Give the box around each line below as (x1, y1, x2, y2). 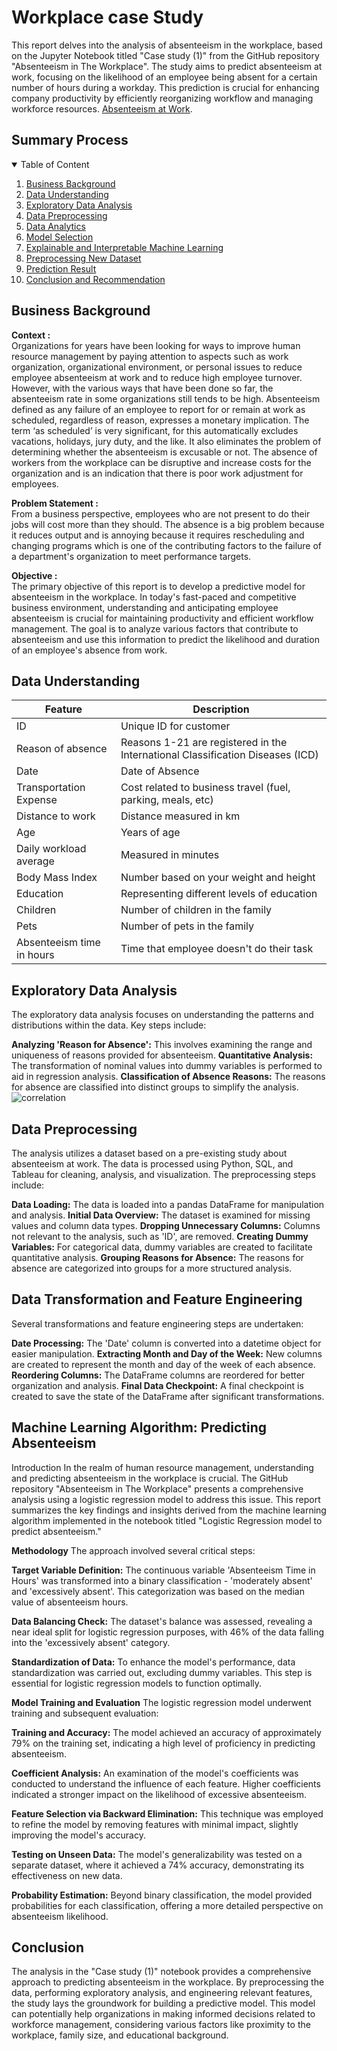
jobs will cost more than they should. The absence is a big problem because (11, 518, 325, 530)
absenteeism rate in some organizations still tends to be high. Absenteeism (11, 392, 321, 405)
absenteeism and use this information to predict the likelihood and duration (11, 633, 320, 645)
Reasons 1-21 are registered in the (120, 736, 288, 750)
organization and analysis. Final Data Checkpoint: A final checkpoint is (11, 1379, 304, 1391)
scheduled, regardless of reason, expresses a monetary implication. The (11, 414, 310, 426)
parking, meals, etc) (120, 793, 214, 807)
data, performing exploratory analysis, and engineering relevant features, (11, 1987, 313, 1999)
